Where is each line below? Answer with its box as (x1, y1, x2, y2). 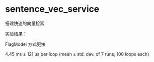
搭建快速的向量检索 (5, 20, 45, 26)
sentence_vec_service (5, 3, 99, 15)
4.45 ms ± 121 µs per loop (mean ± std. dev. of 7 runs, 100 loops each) (5, 51, 150, 57)
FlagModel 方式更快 (5, 41, 46, 47)
